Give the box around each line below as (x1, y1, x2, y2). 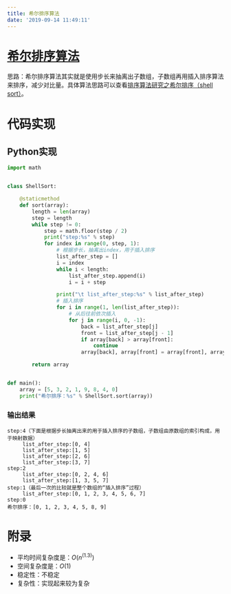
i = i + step (68, 278, 107, 286)
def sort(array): (19, 202, 69, 209)
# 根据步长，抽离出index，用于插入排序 (56, 247, 155, 254)
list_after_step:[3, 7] (22, 459, 91, 466)
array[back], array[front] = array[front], (80, 349, 208, 356)
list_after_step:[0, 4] (22, 440, 91, 448)
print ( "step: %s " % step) (43, 234, 115, 241)
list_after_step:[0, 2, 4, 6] (22, 471, 109, 478)
